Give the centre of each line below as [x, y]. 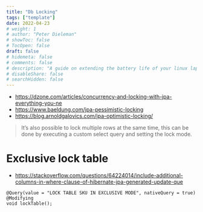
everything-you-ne [38, 103]
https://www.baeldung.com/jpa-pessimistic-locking [79, 110]
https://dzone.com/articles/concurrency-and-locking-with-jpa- [93, 97]
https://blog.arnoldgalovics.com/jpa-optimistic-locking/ [84, 116]
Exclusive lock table [57, 159]
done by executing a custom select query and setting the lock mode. [106, 134]
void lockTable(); [29, 204]
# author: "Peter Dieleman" [42, 35]
